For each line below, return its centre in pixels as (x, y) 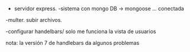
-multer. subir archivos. (34, 20)
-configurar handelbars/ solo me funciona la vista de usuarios (81, 31)
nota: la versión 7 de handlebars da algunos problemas (73, 43)
